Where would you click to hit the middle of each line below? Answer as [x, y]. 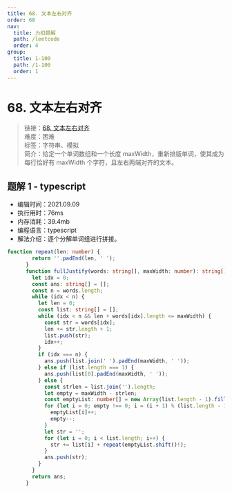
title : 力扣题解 [35, 33]
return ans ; [49, 476]
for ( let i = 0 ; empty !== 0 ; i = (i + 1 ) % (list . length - [132, 406]
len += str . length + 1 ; [78, 329]
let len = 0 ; [57, 303]
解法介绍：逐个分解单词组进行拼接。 [69, 239]
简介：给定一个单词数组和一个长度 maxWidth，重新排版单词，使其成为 [124, 154]
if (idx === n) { [63, 355]
